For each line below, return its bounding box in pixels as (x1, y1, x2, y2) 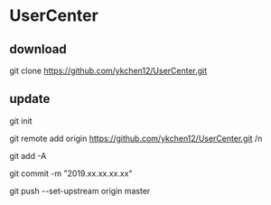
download (9, 42, 67, 57)
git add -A (9, 150, 47, 161)
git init (9, 115, 33, 126)
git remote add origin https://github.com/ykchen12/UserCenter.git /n (9, 133, 263, 144)
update (9, 91, 51, 107)
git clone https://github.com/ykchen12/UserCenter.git (9, 65, 208, 76)
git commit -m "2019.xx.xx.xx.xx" (9, 168, 133, 179)
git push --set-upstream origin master (9, 185, 151, 196)
